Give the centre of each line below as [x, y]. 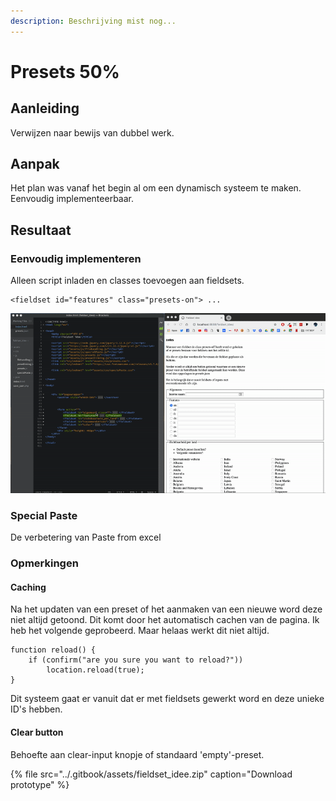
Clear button [37, 732]
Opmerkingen [44, 563]
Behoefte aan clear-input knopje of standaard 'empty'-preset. [137, 754]
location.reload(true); [95, 670]
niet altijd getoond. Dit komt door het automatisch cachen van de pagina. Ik [165, 620]
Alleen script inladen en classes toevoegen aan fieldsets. [127, 281]
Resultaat [41, 230]
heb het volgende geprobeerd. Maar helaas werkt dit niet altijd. [140, 631]
